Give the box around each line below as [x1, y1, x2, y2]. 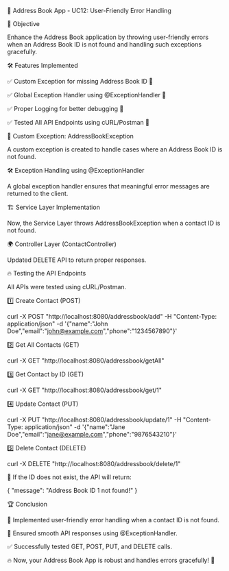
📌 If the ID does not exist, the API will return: [7, 473, 132, 481]
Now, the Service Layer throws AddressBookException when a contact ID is [7, 219, 221, 227]
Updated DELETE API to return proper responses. [7, 256, 147, 264]
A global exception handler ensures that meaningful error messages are [7, 182, 210, 190]
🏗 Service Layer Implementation [7, 203, 101, 211]
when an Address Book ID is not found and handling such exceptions [7, 40, 202, 48]
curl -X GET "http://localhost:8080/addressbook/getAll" [7, 356, 165, 365]
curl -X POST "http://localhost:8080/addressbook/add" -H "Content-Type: [7, 313, 217, 320]
